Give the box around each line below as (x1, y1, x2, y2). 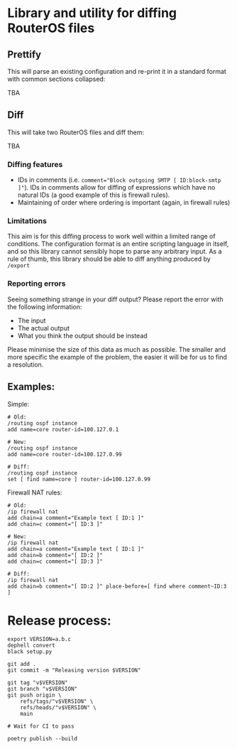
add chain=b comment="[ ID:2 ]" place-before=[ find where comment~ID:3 (7, 583, 227, 590)
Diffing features (7, 159, 63, 169)
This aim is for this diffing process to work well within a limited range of (7, 232, 216, 241)
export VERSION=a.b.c (7, 636, 72, 643)
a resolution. (7, 360, 44, 369)
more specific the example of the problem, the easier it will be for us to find (7, 352, 227, 361)
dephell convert (7, 642, 55, 650)
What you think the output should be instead (17, 331, 148, 340)
